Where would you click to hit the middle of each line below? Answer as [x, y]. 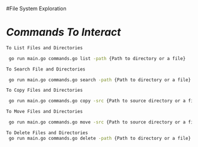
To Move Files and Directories [44, 112]
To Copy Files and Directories [44, 91]
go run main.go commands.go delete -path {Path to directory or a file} [100, 138]
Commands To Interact [64, 32]
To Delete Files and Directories [47, 133]
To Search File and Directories [46, 69]
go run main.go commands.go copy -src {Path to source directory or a [97, 101]
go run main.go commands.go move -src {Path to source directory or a [97, 122]
